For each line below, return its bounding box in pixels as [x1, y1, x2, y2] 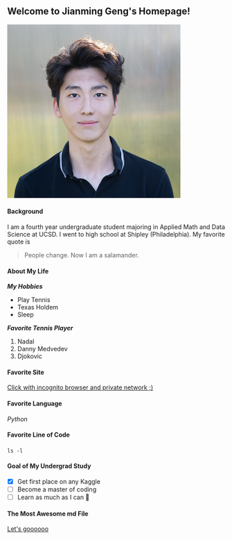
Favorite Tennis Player [7, 324, 73, 332]
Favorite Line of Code [7, 430, 71, 439]
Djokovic [17, 352, 43, 360]
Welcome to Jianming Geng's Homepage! [7, 6, 190, 17]
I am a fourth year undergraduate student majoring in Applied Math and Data [7, 223, 226, 231]
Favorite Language [7, 399, 62, 408]
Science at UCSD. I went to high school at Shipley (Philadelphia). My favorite [7, 230, 225, 239]
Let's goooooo [7, 525, 49, 533]
